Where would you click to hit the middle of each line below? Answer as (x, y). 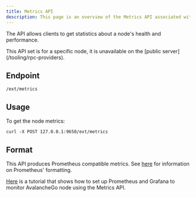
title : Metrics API (30, 11)
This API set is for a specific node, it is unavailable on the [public (84, 51)
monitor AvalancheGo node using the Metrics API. (66, 187)
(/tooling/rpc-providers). (36, 57)
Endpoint (23, 76)
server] (171, 51)
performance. (22, 40)
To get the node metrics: (36, 121)
